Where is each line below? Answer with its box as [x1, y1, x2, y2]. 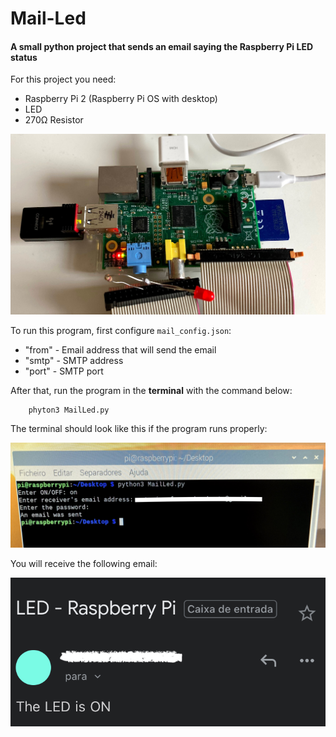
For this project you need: [10, 73, 117, 86]
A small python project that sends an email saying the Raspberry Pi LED [10, 40, 313, 52]
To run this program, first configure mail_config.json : [10, 325, 232, 337]
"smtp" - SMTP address [24, 355, 124, 367]
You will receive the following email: [10, 557, 158, 569]
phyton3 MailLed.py [28, 405, 110, 416]
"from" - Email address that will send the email [24, 344, 217, 356]
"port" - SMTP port [24, 365, 104, 377]
